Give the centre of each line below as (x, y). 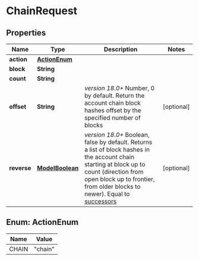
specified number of (113, 118)
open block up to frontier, (120, 179)
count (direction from (114, 172)
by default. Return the (115, 96)
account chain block (113, 103)
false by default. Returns (118, 142)
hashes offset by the (113, 110)
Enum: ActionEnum (42, 222)
